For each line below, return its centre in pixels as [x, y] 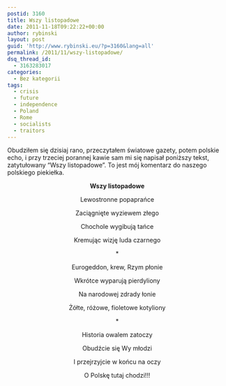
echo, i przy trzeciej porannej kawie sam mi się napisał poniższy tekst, [108, 158]
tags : [15, 85]
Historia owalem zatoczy [117, 335]
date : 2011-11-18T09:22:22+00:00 [56, 27]
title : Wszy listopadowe [43, 20]
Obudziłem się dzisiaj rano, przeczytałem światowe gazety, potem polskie [113, 150]
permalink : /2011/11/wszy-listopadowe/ [65, 53]
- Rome [23, 117]
